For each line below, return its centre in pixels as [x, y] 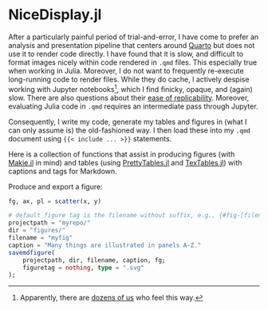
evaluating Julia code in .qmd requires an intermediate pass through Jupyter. [133, 106]
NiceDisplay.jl [55, 15]
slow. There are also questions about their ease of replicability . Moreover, [129, 97]
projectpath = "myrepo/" [49, 223]
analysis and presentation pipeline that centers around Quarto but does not [132, 45]
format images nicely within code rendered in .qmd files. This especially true [133, 62]
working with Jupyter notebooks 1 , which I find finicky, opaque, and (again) [130, 88]
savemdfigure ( [32, 252]
